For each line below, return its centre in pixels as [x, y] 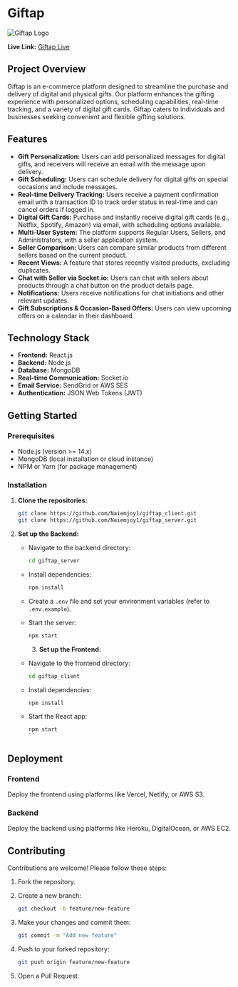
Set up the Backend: [48, 534]
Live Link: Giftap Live [38, 46]
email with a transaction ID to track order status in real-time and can [118, 202]
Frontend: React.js [45, 355]
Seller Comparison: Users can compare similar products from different [122, 247]
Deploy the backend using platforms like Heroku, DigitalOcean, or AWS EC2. [119, 829]
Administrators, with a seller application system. [88, 240]
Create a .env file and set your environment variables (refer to [119, 601]
